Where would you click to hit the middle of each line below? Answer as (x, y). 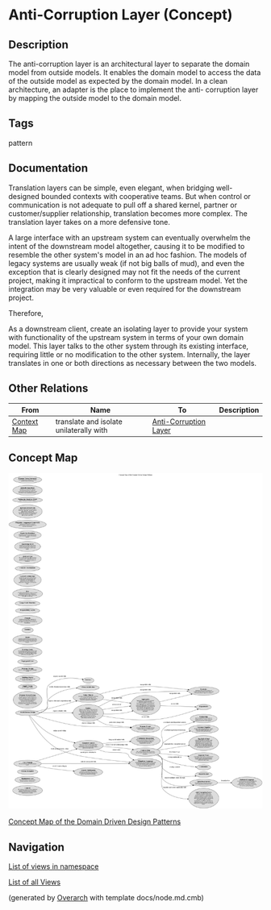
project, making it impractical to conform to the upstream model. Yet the (128, 280)
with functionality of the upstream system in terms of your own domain (126, 337)
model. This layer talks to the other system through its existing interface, (128, 346)
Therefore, (26, 313)
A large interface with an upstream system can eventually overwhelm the (129, 237)
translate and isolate (89, 422)
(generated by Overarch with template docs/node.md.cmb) (106, 898)
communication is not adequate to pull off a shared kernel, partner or (123, 205)
